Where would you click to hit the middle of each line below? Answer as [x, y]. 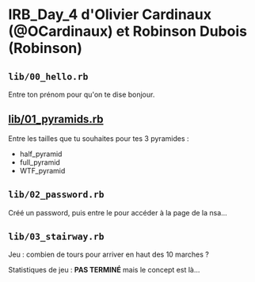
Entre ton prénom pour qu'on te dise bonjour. [82, 94]
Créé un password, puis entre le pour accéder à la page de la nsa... [118, 212]
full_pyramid [40, 162]
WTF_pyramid [42, 170]
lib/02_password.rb [56, 194]
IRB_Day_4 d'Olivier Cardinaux [110, 15]
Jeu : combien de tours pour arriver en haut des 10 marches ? [109, 254]
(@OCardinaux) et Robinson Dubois [128, 31]
